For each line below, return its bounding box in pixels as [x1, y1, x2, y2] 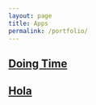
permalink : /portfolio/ [8, 27, 89, 35]
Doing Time [8, 57, 68, 70]
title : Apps [8, 19, 48, 27]
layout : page [8, 11, 52, 20]
